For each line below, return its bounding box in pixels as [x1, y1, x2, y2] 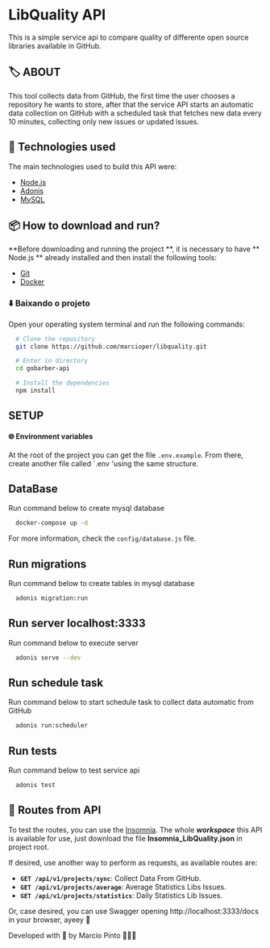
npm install [15, 386, 56, 395]
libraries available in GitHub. [8, 40, 102, 50]
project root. [8, 842, 50, 852]
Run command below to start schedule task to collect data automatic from [8, 697, 254, 707]
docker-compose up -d [15, 519, 89, 527]
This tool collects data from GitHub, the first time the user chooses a [8, 91, 235, 100]
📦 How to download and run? [8, 218, 160, 232]
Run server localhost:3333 [8, 617, 146, 630]
